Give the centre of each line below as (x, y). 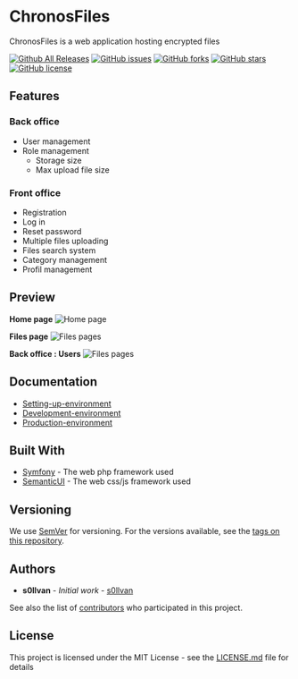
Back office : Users (45, 353)
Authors (33, 569)
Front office (35, 192)
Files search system (59, 250)
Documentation (54, 382)
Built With (37, 450)
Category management (65, 259)
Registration (44, 212)
